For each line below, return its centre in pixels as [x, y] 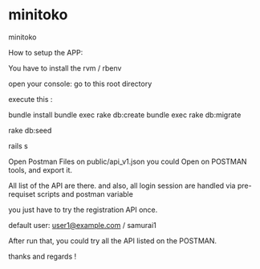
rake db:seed [30, 130]
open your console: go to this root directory [80, 84]
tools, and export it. [41, 169]
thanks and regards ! [43, 256]
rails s [18, 145]
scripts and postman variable [85, 194]
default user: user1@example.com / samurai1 [82, 225]
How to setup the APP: [46, 52]
